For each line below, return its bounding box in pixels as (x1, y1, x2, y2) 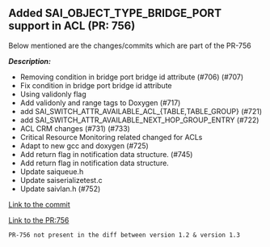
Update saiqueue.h (19, 166, 84, 177)
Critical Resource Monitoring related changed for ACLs (19, 132, 203, 142)
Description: (8, 56, 51, 66)
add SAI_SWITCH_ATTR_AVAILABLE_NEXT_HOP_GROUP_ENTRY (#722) (19, 115, 259, 125)
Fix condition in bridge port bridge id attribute (19, 80, 172, 90)
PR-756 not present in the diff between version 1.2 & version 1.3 (8, 231, 241, 239)
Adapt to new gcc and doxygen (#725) (19, 141, 150, 151)
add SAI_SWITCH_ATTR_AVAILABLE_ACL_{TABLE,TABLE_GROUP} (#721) (19, 106, 263, 116)
